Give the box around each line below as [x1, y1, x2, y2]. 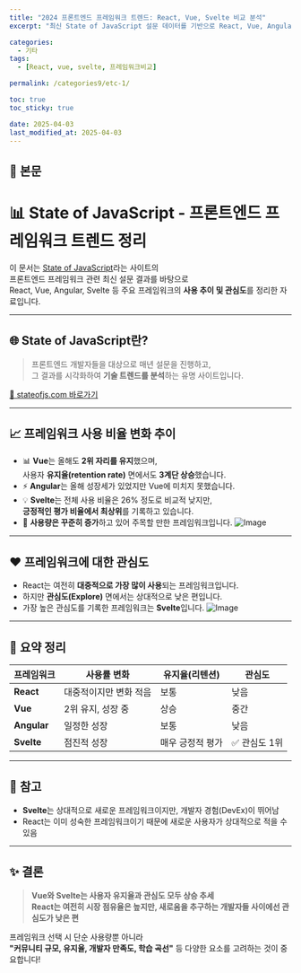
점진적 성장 [64, 736, 108, 749]
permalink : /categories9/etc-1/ [9, 79, 130, 88]
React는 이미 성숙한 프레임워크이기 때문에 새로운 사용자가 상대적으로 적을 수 [21, 816, 288, 827]
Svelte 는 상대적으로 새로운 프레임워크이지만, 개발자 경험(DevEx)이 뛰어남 [21, 804, 279, 815]
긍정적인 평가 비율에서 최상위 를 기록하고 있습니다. [21, 506, 194, 517]
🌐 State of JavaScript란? [9, 333, 149, 348]
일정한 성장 [64, 719, 108, 732]
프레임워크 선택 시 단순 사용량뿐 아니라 [9, 931, 143, 942]
